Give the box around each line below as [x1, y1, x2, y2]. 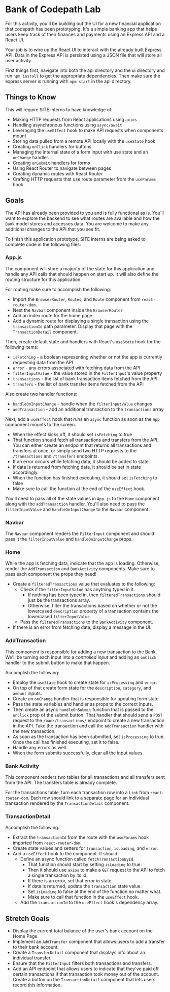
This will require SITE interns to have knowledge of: [5, 106, 113, 113]
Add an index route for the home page [12, 312, 93, 318]
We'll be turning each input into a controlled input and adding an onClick [5, 654, 157, 660]
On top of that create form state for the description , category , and [12, 684, 151, 691]
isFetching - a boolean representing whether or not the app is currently [12, 353, 162, 360]
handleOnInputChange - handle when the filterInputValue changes [12, 400, 152, 406]
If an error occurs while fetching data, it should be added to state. [12, 458, 150, 465]
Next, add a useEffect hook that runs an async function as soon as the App [5, 416, 160, 422]
